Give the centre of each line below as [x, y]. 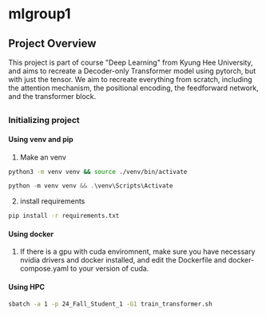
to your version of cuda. [110, 269]
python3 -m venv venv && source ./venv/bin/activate [98, 172]
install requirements [52, 201]
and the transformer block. [52, 96]
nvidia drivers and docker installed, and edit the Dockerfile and [123, 260]
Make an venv [43, 157]
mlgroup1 [40, 14]
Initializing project [44, 120]
